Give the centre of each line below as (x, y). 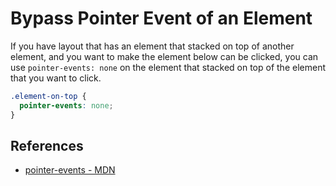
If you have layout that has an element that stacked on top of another (152, 46)
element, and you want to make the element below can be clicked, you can (164, 56)
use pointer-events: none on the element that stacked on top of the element (168, 67)
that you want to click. (56, 78)
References (47, 145)
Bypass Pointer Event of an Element (161, 18)
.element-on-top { (48, 96)
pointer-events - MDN (70, 170)
